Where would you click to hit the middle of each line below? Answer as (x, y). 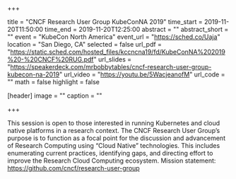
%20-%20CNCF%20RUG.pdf (51, 59)
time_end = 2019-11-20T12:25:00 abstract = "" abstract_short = (137, 29)
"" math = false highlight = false (54, 82)
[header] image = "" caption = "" (55, 96)
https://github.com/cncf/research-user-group (73, 168)
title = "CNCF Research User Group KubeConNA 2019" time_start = (105, 22)
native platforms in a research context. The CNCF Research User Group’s (114, 131)
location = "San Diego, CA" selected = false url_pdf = (85, 44)
